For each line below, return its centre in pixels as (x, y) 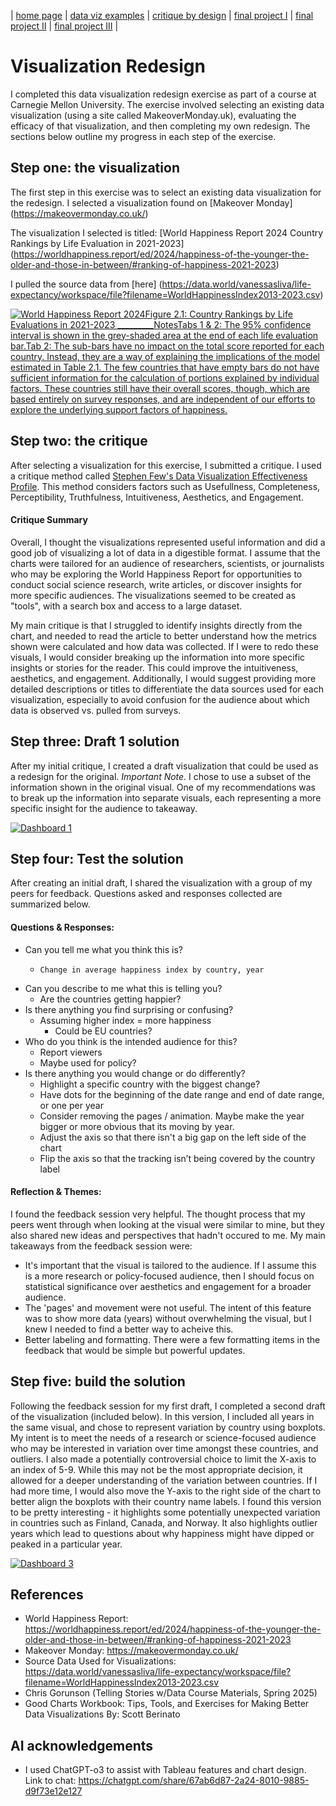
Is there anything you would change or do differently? (135, 1073)
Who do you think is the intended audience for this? (131, 1041)
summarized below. (50, 904)
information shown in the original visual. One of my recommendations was (163, 787)
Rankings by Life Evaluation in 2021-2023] (97, 243)
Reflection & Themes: (56, 1192)
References (47, 1594)
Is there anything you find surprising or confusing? (129, 1009)
